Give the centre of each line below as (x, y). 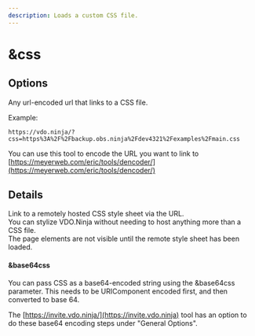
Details (25, 195)
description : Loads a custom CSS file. (73, 15)
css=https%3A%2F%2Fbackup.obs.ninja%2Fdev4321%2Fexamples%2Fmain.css (124, 138)
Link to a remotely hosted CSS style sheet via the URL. (96, 214)
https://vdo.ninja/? (42, 132)
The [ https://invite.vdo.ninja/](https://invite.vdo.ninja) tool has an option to (127, 315)
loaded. (20, 247)
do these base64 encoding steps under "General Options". (103, 323)
